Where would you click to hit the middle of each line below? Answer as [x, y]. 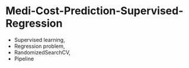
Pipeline [24, 59]
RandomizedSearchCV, [42, 52]
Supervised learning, [40, 40]
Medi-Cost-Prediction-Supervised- [94, 11]
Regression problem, [39, 46]
